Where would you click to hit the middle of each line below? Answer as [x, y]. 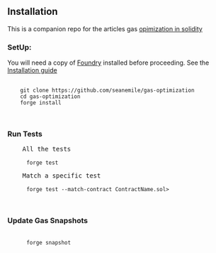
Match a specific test [62, 176]
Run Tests [25, 134]
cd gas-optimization [50, 97]
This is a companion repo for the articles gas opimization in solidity [105, 28]
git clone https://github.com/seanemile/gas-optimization [107, 91]
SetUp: [19, 47]
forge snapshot [49, 242]
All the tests [47, 149]
